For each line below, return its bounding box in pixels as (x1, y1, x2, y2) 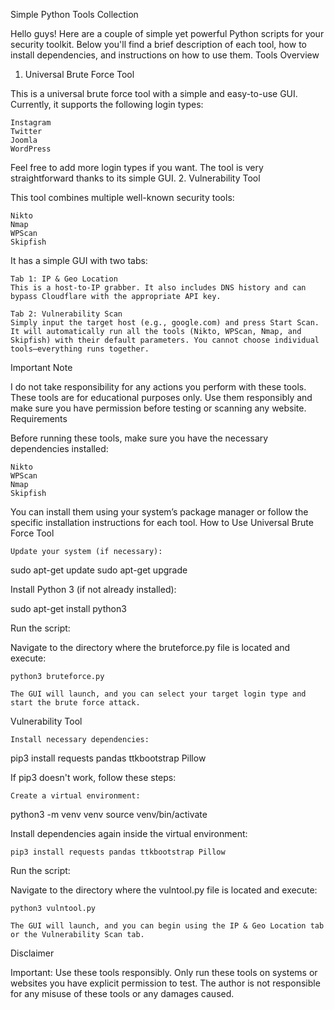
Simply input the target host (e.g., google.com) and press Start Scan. (10, 318, 320, 328)
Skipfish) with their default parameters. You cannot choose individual (10, 335, 320, 345)
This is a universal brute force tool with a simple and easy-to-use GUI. (10, 88, 298, 99)
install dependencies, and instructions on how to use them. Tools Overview (10, 49, 320, 61)
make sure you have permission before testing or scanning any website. (10, 402, 307, 414)
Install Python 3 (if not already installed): (10, 584, 177, 595)
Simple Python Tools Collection (10, 9, 139, 20)
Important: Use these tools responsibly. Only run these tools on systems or (10, 967, 318, 978)
